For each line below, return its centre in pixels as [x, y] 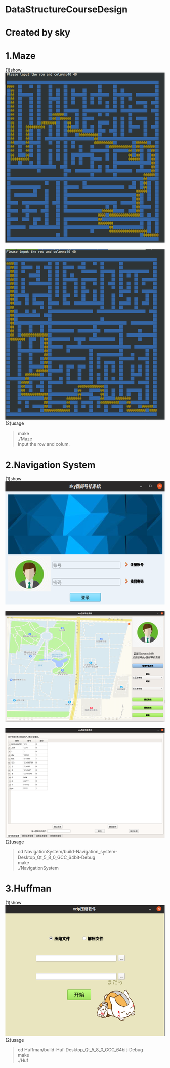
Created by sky [38, 33]
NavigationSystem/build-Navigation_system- [71, 851]
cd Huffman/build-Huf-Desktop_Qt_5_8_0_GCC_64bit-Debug [80, 1050]
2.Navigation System [50, 465]
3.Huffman [28, 888]
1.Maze [20, 56]
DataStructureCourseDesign [67, 9]
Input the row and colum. [44, 444]
